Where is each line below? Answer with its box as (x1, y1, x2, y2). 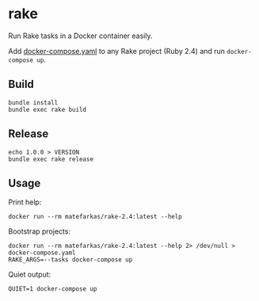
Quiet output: (8, 270, 51, 280)
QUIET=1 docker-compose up (8, 285, 97, 293)
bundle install (8, 98, 59, 107)
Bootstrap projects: (8, 227, 71, 236)
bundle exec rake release (8, 155, 93, 163)
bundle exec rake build (8, 105, 87, 113)
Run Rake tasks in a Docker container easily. (8, 31, 153, 40)
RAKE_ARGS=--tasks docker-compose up (8, 256, 133, 264)
